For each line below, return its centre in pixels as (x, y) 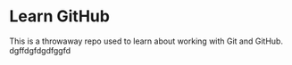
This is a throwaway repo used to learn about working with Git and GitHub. (146, 41)
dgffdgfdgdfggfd (40, 50)
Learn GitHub (59, 16)
